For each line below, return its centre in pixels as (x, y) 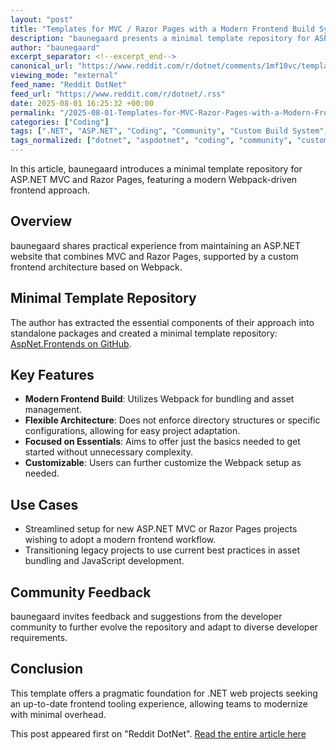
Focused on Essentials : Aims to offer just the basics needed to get (162, 442)
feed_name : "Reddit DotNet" (69, 85)
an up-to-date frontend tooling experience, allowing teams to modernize (159, 703)
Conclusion (47, 669)
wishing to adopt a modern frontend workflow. (120, 540)
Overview (41, 221)
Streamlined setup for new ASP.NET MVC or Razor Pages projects (161, 529)
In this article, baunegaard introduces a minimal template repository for (156, 169)
